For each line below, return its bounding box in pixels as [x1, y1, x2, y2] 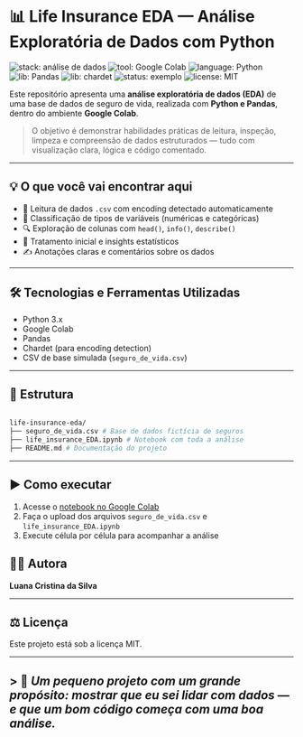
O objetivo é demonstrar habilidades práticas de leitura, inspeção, [31, 125, 277, 135]
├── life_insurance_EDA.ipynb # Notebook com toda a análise [9, 435, 244, 444]
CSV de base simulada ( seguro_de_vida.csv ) [22, 352, 188, 363]
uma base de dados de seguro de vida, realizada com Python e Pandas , [9, 98, 278, 108]
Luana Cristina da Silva [9, 580, 97, 591]
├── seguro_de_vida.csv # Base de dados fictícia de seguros [9, 427, 244, 436]
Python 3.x [22, 313, 63, 324]
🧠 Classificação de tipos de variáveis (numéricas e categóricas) [22, 212, 260, 223]
